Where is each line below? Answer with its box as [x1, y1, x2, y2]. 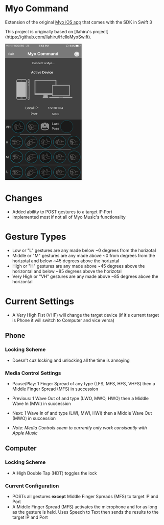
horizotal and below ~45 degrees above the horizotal [12, 258, 119, 264]
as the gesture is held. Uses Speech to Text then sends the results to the [12, 509, 159, 515]
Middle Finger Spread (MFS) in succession [12, 386, 98, 392]
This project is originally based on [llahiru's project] [5, 28, 109, 34]
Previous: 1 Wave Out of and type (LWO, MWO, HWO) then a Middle [12, 395, 149, 401]
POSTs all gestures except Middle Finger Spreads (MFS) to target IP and [12, 493, 159, 499]
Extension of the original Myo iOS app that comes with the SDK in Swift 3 [5, 19, 153, 25]
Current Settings [5, 296, 74, 307]
